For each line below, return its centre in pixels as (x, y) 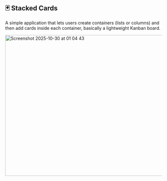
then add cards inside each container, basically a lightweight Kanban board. (83, 28)
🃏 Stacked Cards (32, 8)
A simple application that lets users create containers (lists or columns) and (82, 23)
